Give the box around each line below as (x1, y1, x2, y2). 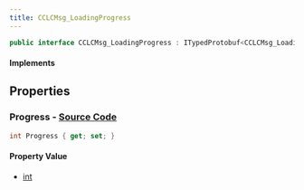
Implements (9, 58, 56, 69)
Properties (9, 83, 71, 100)
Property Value (9, 151, 68, 162)
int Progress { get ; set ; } (9, 131, 116, 140)
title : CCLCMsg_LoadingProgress (9, 13, 131, 23)
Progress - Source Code (9, 110, 118, 123)
